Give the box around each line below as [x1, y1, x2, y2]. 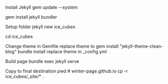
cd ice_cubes [5, 34, 33, 39]
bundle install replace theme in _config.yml [17, 49, 107, 54]
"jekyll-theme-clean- [119, 43, 163, 49]
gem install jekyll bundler [5, 14, 57, 20]
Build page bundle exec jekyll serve [5, 58, 79, 64]
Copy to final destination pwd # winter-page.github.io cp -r [5, 68, 128, 74]
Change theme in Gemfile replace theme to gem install [5, 43, 119, 49]
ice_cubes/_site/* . [5, 73, 44, 79]
